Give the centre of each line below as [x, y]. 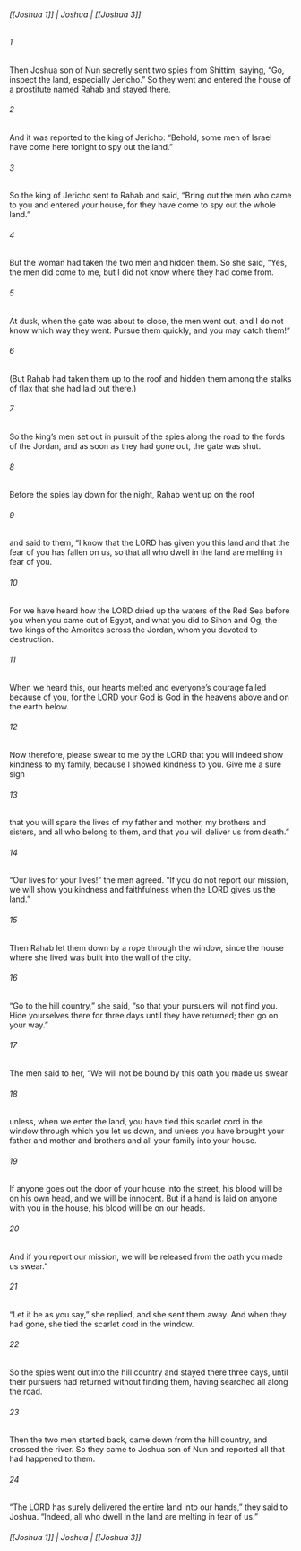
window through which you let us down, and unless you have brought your [147, 1131]
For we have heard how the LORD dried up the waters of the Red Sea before [150, 610]
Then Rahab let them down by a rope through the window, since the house [146, 947]
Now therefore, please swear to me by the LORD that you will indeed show [146, 755]
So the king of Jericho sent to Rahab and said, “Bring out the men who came [150, 196]
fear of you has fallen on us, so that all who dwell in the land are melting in [146, 552]
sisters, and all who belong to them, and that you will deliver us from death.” [149, 832]
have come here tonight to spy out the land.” [91, 147]
